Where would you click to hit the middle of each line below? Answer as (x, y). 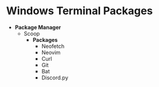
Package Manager (38, 27)
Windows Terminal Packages (79, 11)
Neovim (51, 52)
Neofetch (53, 46)
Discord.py (55, 78)
